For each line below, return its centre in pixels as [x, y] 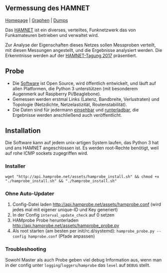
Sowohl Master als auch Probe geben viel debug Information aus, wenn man [83, 260]
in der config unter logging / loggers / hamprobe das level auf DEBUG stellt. [78, 265]
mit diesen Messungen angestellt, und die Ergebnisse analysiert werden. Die [84, 50]
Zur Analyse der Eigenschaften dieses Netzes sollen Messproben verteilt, [81, 45]
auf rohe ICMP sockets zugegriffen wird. [47, 153]
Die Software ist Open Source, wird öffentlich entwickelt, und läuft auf [84, 83]
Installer [15, 166]
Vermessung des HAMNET [48, 8]
